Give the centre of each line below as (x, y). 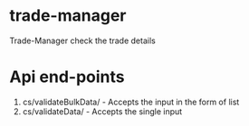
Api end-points (67, 77)
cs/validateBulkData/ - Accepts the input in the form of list (131, 102)
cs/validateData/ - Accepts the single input (102, 111)
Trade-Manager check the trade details (82, 40)
